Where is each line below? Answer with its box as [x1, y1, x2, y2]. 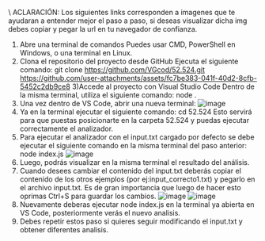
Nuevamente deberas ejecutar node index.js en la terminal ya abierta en [19, 200, 255, 209]
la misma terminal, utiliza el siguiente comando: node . [19, 90, 197, 99]
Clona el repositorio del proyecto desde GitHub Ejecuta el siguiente [19, 56, 239, 66]
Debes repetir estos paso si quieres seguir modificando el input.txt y [19, 216, 243, 226]
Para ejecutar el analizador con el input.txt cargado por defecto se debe [19, 132, 255, 142]
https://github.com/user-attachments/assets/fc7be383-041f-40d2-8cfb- [19, 74, 257, 82]
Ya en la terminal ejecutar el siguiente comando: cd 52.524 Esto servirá [19, 107, 252, 117]
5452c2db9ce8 [19, 82, 71, 91]
